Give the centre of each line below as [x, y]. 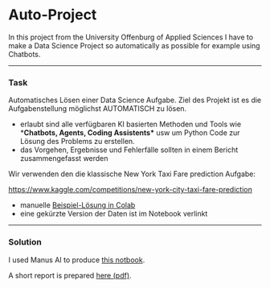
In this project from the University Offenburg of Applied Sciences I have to [131, 37]
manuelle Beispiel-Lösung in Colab [78, 205]
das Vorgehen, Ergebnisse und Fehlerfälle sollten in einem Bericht [129, 150]
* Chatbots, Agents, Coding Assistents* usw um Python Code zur [130, 133]
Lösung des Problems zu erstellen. [77, 142]
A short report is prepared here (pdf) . [70, 275]
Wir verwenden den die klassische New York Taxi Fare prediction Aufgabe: [132, 174]
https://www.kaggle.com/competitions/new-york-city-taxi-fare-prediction [131, 190]
